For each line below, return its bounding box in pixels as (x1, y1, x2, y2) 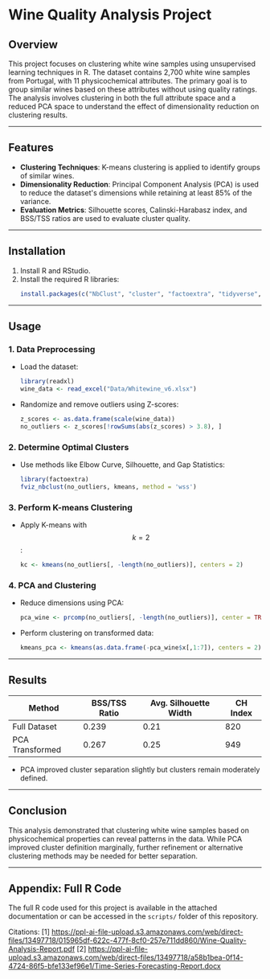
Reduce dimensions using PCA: (19, 598, 125, 608)
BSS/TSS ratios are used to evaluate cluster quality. (19, 213, 190, 223)
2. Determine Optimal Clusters (8, 441, 129, 453)
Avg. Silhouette (149, 697, 211, 708)
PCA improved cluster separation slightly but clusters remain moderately (19, 764, 260, 774)
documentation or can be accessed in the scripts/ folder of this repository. (8, 911, 259, 921)
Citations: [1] (8, 927, 51, 937)
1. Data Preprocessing (8, 343, 96, 354)
